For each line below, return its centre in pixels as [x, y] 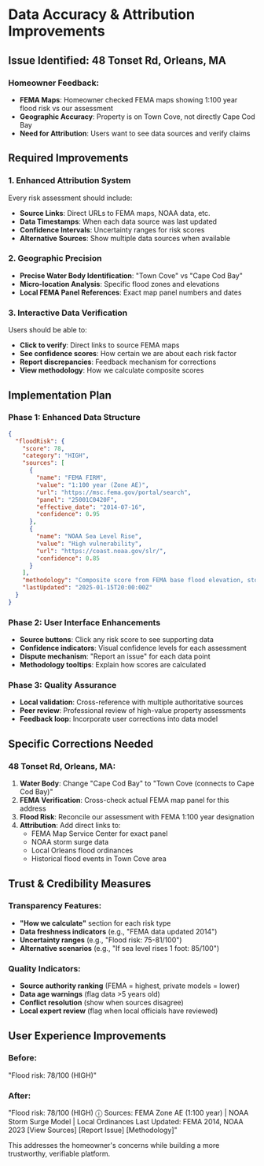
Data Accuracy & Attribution [101, 15]
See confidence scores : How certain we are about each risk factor [128, 354]
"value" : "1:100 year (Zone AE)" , [93, 485]
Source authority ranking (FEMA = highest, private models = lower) [130, 986]
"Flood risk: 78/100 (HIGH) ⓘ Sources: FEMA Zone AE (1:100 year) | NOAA [128, 1113]
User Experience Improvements [87, 1036]
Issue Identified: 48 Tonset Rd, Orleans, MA [117, 60]
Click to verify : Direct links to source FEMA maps [99, 345]
